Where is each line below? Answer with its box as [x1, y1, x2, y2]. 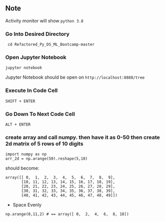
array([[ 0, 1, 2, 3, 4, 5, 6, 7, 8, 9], [5, 175, 115, 180]
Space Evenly [12, 202, 42, 208]
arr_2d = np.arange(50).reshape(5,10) [5, 156, 88, 161]
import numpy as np [5, 152, 47, 157]
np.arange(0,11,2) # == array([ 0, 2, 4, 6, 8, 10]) [5, 212, 129, 217]
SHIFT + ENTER [5, 98, 36, 104]
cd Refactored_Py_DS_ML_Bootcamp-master [7, 42, 95, 47]
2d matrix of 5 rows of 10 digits [5, 140, 83, 147]
